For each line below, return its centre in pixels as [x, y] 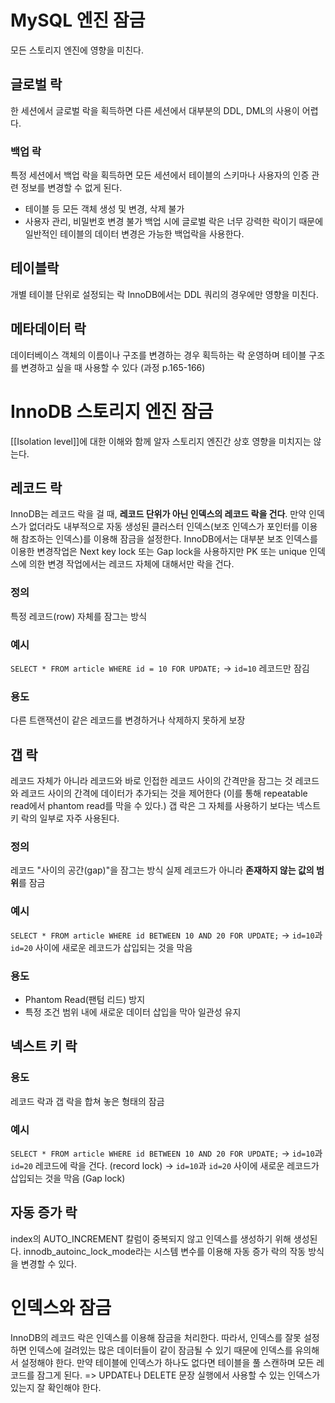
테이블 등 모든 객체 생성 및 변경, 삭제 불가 [104, 209]
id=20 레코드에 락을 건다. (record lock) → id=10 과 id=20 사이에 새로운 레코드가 [165, 1165]
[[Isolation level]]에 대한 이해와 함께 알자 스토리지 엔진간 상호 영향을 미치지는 [161, 441]
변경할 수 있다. [49, 1263]
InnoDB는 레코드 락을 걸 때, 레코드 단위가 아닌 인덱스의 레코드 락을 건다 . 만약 [158, 514]
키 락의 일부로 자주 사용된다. [65, 818]
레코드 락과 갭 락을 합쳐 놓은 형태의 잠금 [87, 1101]
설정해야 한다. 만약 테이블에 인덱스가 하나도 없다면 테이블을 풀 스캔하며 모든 [167, 1362]
